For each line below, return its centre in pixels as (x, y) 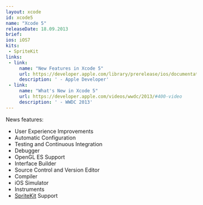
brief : (14, 35)
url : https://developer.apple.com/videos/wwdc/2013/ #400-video (101, 96)
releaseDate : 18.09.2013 (37, 29)
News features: (25, 119)
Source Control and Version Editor (57, 170)
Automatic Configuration (45, 138)
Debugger (27, 150)
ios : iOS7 (18, 40)
